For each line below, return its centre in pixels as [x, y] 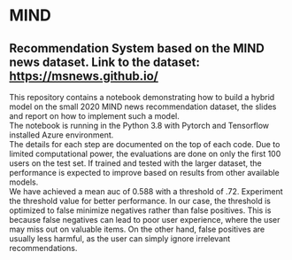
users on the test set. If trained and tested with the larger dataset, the [136, 163]
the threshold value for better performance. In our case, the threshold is [140, 201]
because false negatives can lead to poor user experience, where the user [145, 220]
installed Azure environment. [61, 135]
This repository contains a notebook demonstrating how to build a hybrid [142, 97]
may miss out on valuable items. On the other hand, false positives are [137, 229]
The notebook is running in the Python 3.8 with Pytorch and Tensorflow [139, 126]
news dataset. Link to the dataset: [105, 62]
